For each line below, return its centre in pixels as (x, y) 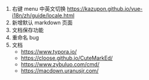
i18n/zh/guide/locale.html (43, 16)
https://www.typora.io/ (49, 52)
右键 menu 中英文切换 (39, 9)
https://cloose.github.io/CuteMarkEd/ (67, 58)
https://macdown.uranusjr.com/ (60, 71)
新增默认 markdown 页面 (42, 22)
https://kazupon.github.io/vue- (105, 9)
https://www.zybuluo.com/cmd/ (60, 64)
